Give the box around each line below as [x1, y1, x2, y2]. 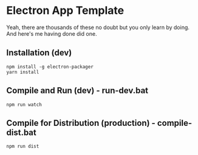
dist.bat [6, 127, 36, 137]
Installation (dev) [6, 48, 72, 58]
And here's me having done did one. [6, 30, 97, 37]
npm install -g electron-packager [6, 64, 94, 70]
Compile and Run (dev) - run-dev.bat [6, 85, 149, 96]
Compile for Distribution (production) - [6, 117, 156, 128]
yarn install [6, 69, 39, 75]
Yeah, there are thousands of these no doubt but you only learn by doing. [6, 24, 190, 31]
